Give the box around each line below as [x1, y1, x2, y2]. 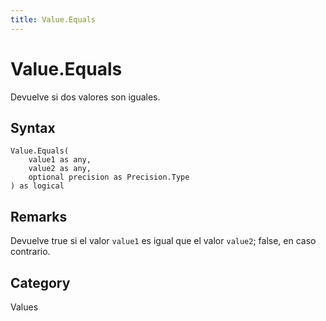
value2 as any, [28, 164, 92, 174]
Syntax [10, 119, 56, 136]
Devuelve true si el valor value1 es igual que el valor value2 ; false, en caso [10, 235, 317, 247]
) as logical [10, 181, 65, 191]
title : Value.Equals [10, 14, 97, 25]
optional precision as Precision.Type [28, 172, 190, 183]
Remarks [10, 208, 68, 225]
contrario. [10, 246, 51, 258]
